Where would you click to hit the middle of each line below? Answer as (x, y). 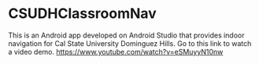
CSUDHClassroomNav (83, 14)
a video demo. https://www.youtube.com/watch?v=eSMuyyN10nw (116, 52)
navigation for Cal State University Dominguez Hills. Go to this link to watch (130, 43)
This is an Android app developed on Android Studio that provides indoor (127, 35)
